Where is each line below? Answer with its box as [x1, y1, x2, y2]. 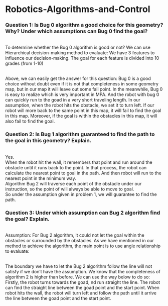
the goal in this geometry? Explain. [5, 137, 92, 144]
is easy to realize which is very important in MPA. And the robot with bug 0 [5, 91, 159, 97]
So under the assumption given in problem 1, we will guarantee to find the [5, 191, 157, 197]
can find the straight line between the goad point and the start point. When [5, 285, 159, 291]
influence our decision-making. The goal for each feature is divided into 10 [5, 55, 159, 61]
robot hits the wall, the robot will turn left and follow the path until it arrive [5, 290, 157, 296]
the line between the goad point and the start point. [5, 295, 111, 301]
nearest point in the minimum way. [5, 175, 76, 181]
